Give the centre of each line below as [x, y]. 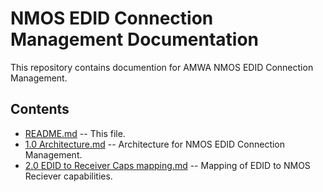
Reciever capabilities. [68, 176]
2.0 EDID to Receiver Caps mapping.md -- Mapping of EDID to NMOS [167, 165]
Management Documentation [135, 39]
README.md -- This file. [75, 133]
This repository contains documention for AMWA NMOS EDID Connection [162, 67]
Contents [40, 109]
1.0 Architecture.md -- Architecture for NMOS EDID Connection [155, 144]
